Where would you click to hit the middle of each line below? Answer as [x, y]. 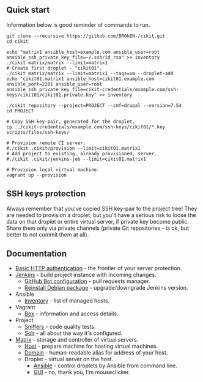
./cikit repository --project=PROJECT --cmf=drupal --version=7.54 [94, 105]
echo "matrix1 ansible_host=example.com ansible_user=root [83, 52]
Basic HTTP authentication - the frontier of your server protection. [98, 268]
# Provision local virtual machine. [53, 170]
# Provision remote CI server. [46, 143]
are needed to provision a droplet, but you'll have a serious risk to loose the [102, 215]
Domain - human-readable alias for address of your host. [96, 353]
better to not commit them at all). [48, 234]
